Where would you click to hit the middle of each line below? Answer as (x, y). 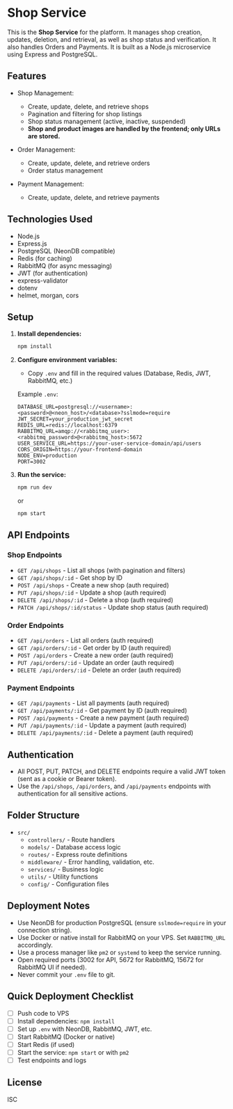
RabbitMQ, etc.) (50, 381)
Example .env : (38, 394)
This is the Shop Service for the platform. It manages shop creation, (105, 32)
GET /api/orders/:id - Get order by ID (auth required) (94, 647)
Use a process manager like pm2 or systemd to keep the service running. (119, 952)
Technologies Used (50, 220)
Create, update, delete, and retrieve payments (94, 197)
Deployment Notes (49, 906)
